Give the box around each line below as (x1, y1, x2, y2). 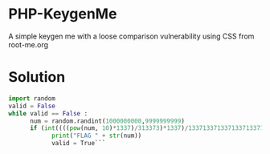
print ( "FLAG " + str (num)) (51, 132, 142, 140)
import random (8, 94, 56, 103)
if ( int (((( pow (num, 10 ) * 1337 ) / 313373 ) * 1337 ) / (29, 124, 189, 132)
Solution (8, 68, 66, 87)
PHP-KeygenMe (8, 5, 117, 23)
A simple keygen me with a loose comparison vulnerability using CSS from (8, 31, 255, 41)
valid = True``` (51, 140, 106, 148)
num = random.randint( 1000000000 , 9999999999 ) (29, 117, 185, 125)
